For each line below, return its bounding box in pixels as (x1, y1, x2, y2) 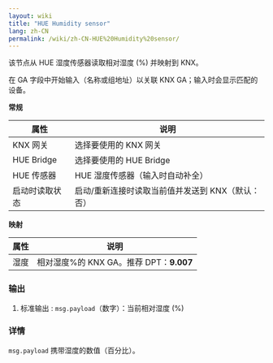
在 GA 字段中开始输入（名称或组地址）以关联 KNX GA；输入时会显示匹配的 (8, 75, 258, 85)
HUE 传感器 (12, 170, 57, 181)
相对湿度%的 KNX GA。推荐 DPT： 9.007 (37, 257, 193, 268)
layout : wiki (8, 11, 53, 20)
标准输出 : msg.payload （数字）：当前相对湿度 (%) (19, 303, 184, 313)
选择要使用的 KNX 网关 (74, 140, 162, 151)
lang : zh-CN (8, 27, 49, 35)
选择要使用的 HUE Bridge (74, 155, 171, 166)
